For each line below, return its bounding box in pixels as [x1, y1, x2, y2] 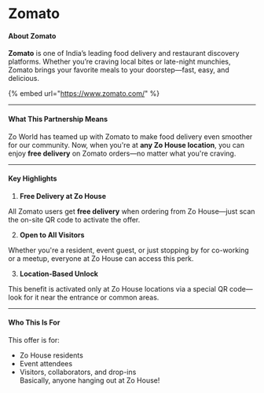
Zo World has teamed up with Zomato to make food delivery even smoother [8, 131, 253, 141]
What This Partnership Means [8, 114, 108, 123]
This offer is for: [8, 336, 60, 344]
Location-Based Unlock [19, 269, 98, 278]
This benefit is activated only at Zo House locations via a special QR [8, 284, 228, 293]
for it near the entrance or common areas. [23, 292, 159, 302]
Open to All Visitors [19, 230, 85, 240]
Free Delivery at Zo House [19, 191, 106, 200]
